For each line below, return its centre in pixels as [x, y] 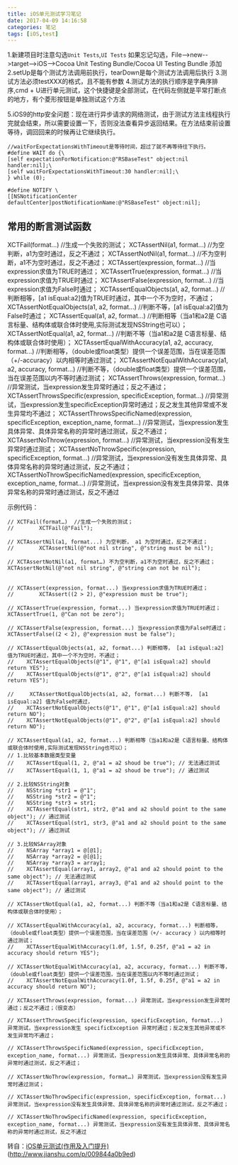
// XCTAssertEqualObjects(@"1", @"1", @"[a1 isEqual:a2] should [109, 662]
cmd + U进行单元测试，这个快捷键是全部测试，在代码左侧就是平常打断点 [121, 90]
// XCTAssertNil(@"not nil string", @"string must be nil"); [110, 548]
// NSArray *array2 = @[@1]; [55, 857]
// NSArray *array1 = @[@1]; [55, 851]
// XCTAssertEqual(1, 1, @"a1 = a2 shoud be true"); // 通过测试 [108, 771]
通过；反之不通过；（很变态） [43, 1008]
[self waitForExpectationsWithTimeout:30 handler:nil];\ [93, 172]
